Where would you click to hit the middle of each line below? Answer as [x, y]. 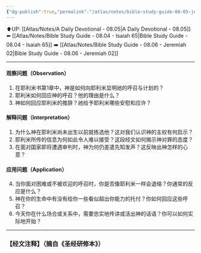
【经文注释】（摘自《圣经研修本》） [55, 244]
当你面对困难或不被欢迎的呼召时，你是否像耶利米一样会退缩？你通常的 [101, 184]
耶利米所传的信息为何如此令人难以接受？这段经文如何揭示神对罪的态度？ [104, 140]
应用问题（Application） [37, 169]
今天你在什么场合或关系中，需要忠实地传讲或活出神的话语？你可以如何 [101, 214]
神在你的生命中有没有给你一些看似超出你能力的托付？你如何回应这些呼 [101, 199]
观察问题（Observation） [38, 73]
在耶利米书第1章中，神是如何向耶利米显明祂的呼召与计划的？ [89, 88]
